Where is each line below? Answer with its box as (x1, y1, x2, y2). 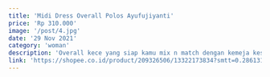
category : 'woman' (8, 42, 70, 50)
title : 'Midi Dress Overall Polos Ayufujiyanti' (8, 11, 174, 20)
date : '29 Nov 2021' (8, 34, 78, 43)
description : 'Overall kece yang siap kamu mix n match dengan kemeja (8, 49, 250, 57)
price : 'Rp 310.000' (8, 19, 78, 27)
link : (8, 57, 27, 65)
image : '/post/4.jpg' (8, 26, 81, 34)
